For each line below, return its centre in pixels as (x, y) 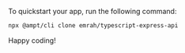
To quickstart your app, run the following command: (92, 11)
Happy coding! (32, 40)
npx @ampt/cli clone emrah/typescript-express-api (93, 26)
